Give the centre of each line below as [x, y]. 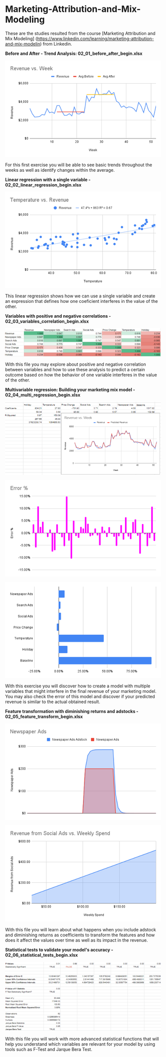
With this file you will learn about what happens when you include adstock [81, 929]
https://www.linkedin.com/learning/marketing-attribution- [95, 39]
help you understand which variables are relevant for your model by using [80, 1044]
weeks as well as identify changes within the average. [60, 170]
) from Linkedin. [56, 44]
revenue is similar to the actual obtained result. [53, 702]
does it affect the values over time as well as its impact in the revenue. [77, 940]
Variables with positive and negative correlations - [58, 316]
